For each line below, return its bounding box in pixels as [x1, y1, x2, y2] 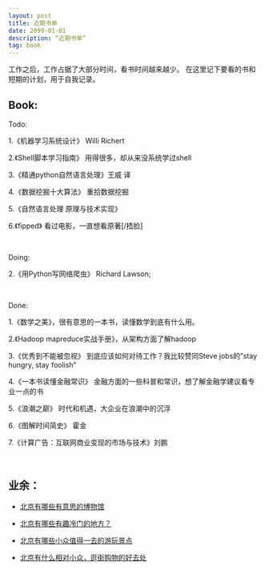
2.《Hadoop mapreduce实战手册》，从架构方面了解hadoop [8, 334, 197, 343]
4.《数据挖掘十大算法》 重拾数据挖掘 [8, 187, 130, 196]
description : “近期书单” [8, 34, 86, 42]
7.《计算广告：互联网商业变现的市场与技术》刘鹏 [8, 437, 168, 447]
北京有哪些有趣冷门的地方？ [19, 518, 112, 528]
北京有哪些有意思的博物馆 [19, 501, 105, 511]
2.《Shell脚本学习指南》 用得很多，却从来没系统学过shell [8, 153, 192, 163]
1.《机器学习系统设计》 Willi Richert [8, 135, 125, 145]
